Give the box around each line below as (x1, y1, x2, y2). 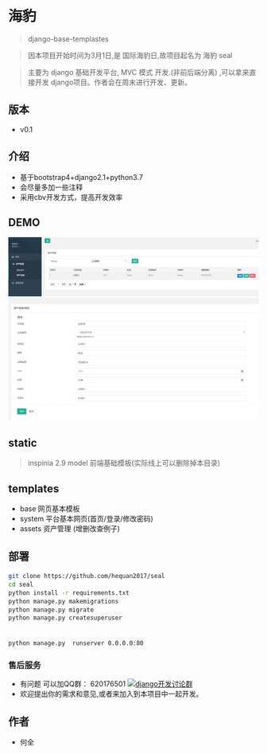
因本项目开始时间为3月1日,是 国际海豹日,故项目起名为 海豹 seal (27, 50, 233, 60)
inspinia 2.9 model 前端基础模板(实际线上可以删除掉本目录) (27, 459, 221, 468)
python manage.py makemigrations (8, 597, 119, 605)
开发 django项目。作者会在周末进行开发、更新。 (34, 77, 192, 87)
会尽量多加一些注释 (19, 182, 83, 192)
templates (8, 482, 60, 495)
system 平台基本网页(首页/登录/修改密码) (19, 514, 153, 524)
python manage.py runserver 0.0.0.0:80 (8, 639, 145, 647)
